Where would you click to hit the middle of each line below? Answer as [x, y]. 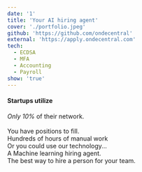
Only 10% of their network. [46, 116]
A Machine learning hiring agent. [54, 153]
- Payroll [28, 72]
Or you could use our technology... [57, 146]
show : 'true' [26, 78]
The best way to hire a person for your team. [72, 160]
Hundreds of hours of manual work [58, 138]
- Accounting [33, 65]
